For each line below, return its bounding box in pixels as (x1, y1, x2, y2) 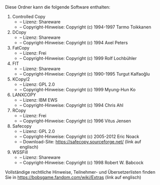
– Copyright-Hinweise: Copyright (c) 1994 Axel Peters (19, 40, 128, 46)
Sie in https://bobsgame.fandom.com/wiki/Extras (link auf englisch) (5, 174, 141, 180)
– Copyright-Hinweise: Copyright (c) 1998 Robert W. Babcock (19, 159, 144, 165)
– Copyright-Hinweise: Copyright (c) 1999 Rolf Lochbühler (19, 55, 137, 61)
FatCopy (12, 45, 29, 51)
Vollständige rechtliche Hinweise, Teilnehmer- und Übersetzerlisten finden (5, 169, 156, 175)
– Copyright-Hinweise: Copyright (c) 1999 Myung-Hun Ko (19, 87, 136, 92)
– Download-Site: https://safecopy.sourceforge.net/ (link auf (19, 139, 141, 144)
